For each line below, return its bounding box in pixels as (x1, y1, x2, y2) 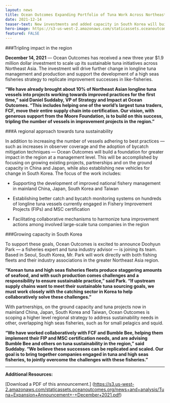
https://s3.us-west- (94, 381, 135, 387)
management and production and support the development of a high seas (5, 71, 159, 77)
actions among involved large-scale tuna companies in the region (12, 222, 149, 227)
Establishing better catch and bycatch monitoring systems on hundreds (12, 196, 162, 201)
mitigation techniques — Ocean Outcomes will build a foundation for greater (5, 149, 164, 155)
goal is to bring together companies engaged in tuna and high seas (5, 351, 149, 357)
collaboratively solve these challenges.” (5, 294, 92, 300)
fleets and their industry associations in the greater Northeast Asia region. (5, 257, 159, 263)
